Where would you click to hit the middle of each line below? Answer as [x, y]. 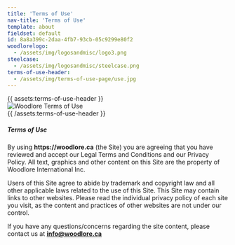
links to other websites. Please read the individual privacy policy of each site [117, 198]
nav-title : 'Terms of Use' [47, 20]
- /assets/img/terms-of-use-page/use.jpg [75, 79]
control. [19, 213]
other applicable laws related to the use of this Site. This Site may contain [113, 190]
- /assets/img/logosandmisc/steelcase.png [76, 66]
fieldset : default [34, 33]
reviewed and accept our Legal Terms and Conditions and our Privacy [108, 155]
